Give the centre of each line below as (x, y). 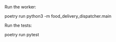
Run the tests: (18, 25)
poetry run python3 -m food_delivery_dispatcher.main (58, 16)
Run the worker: (21, 7)
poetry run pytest (22, 35)
